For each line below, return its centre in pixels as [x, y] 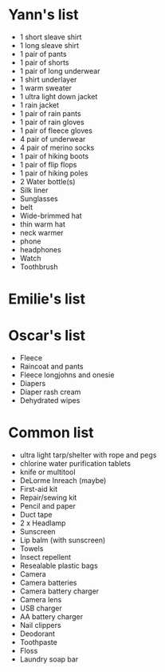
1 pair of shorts [44, 62]
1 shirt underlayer [48, 79]
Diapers [33, 384]
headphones [40, 249]
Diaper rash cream [50, 392]
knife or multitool [47, 472]
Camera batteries [48, 583]
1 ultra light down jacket [59, 96]
